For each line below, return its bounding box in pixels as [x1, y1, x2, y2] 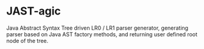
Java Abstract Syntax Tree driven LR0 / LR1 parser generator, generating [6, 24, 189, 31]
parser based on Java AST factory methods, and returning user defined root [6, 30, 198, 38]
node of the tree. [6, 37, 49, 44]
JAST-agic [6, 4, 61, 18]
